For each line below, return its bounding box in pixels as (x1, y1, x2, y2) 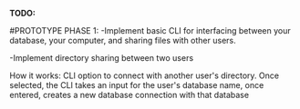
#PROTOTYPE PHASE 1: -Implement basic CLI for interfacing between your (9, 25, 291, 35)
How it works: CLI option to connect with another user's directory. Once (9, 70, 280, 81)
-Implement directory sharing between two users (9, 53, 194, 63)
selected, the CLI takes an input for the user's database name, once (9, 80, 264, 90)
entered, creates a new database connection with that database (9, 90, 249, 100)
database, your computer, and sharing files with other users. (9, 35, 236, 45)
